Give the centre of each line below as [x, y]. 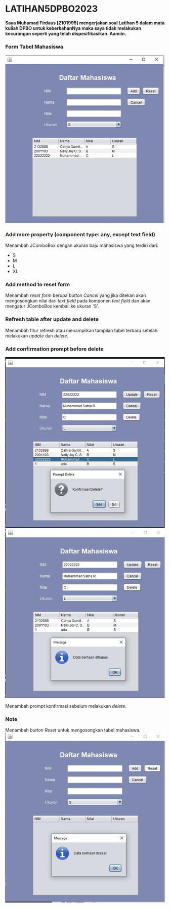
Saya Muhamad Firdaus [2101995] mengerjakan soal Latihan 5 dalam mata [85, 23]
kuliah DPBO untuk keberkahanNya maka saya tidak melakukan [73, 28]
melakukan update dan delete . [37, 336]
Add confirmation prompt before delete [54, 349]
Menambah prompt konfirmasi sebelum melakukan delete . [66, 706]
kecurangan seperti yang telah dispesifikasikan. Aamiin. [66, 33]
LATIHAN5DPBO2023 [52, 9]
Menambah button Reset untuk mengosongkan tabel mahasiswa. [73, 730]
